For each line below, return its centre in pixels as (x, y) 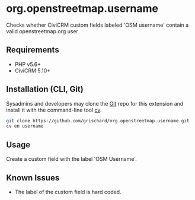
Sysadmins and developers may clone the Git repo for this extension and (95, 103)
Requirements (33, 50)
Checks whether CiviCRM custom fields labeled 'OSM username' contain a (97, 25)
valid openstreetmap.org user (42, 31)
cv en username (25, 126)
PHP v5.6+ (28, 64)
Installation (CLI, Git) (45, 89)
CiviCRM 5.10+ (33, 71)
